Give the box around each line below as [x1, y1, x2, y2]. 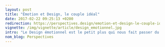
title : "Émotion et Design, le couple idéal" [5, 12, 100, 17]
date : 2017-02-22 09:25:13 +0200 [5, 16, 74, 21]
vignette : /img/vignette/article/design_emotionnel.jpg [5, 25, 122, 30]
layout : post [5, 7, 32, 12]
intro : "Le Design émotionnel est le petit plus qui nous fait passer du [5, 30, 160, 35]
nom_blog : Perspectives [5, 35, 54, 40]
